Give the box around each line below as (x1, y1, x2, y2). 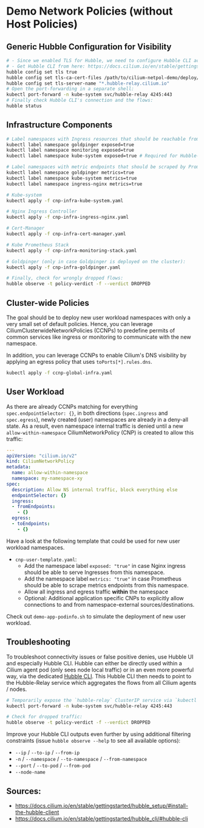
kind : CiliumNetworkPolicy (6, 458, 75, 464)
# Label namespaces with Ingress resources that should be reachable (6, 136, 186, 142)
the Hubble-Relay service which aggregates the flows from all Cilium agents (6, 679, 197, 686)
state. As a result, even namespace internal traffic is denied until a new (6, 422, 183, 430)
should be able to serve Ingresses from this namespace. (24, 568, 165, 576)
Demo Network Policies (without (6, 4, 173, 18)
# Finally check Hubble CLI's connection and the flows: (6, 97, 154, 104)
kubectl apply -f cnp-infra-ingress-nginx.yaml (6, 214, 129, 221)
